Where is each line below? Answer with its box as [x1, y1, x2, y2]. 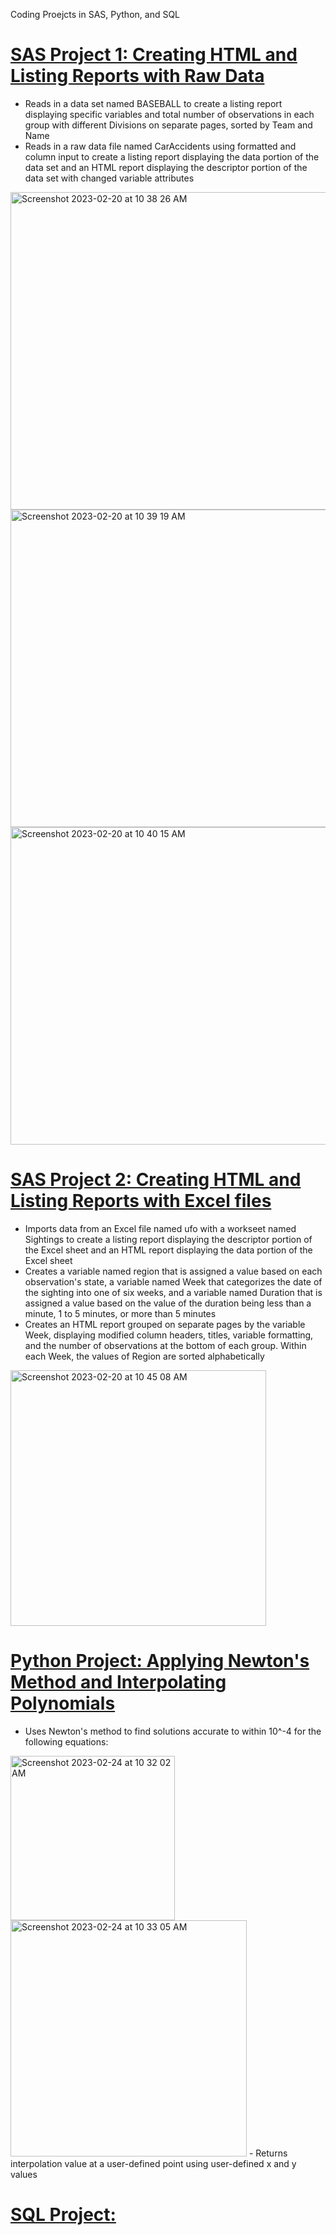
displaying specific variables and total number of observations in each [24, 108, 315, 120]
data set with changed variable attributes [24, 172, 195, 184]
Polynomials [10, 1692, 116, 1715]
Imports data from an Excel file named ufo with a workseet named [24, 1222, 297, 1234]
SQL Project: [10, 2204, 117, 2226]
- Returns [248, 2147, 288, 2159]
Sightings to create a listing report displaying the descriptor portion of [24, 1233, 313, 1245]
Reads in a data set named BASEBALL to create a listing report [24, 97, 283, 109]
